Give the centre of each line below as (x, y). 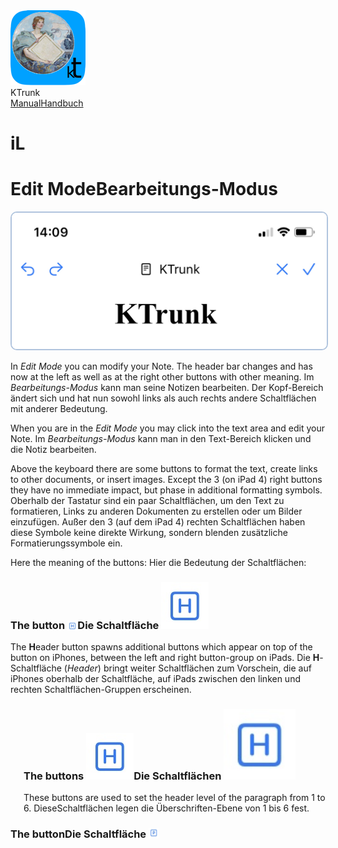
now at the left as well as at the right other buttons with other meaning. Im (162, 376)
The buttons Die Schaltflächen (122, 776)
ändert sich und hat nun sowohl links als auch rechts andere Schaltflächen (163, 398)
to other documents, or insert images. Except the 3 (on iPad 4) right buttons (166, 479)
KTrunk (25, 92)
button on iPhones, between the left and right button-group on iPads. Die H (165, 657)
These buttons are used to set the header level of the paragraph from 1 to (174, 798)
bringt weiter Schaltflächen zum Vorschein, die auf (207, 668)
